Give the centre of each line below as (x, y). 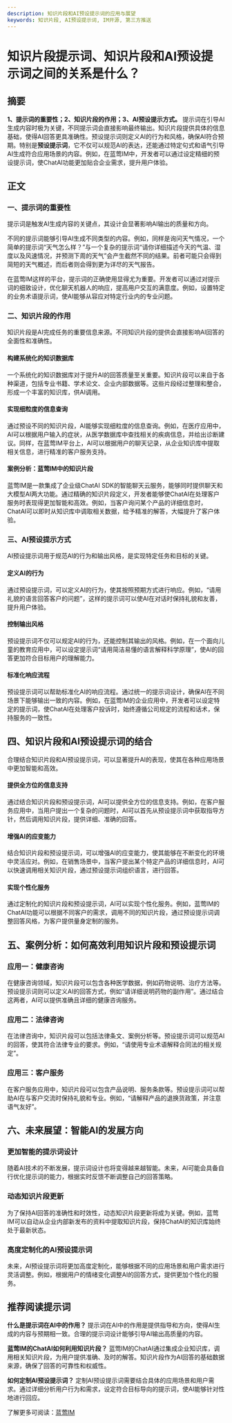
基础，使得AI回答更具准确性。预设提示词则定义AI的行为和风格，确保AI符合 (113, 136)
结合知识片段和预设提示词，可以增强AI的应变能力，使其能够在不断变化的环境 (116, 853)
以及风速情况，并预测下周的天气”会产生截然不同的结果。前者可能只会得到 (117, 256)
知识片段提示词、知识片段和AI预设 (104, 56)
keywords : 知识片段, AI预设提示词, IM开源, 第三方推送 (79, 20)
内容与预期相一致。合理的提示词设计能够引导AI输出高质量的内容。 (113, 1333)
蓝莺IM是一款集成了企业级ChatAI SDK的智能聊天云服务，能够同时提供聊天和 (115, 486)
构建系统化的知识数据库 (40, 358)
